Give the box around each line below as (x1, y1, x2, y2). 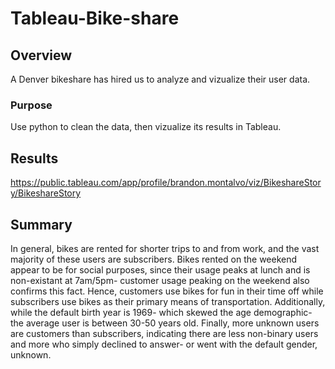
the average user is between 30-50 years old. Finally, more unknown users (10, 317, 320, 329)
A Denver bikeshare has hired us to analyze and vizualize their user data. (10, 73, 311, 85)
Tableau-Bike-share (10, 7, 180, 30)
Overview (10, 47, 73, 64)
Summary (10, 216, 73, 233)
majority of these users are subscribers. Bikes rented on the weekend (10, 253, 298, 265)
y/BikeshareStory (10, 187, 82, 199)
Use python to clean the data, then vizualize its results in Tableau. (10, 121, 282, 133)
